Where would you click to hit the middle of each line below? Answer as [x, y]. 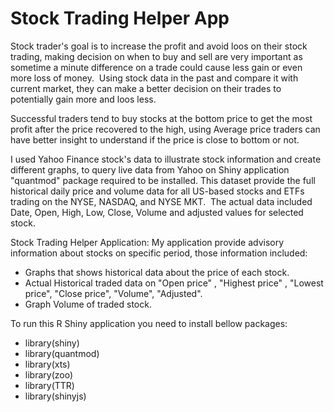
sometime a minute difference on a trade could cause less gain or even [156, 67]
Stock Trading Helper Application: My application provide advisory [147, 242]
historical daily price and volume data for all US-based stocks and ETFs [157, 191]
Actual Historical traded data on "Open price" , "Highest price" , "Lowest [174, 283]
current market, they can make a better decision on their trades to [146, 88]
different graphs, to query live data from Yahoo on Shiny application [150, 169]
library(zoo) [49, 374]
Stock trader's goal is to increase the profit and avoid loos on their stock [159, 46]
